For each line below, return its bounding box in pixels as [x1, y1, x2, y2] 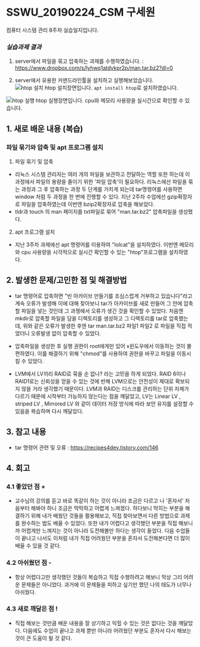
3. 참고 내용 [6, 427, 47, 437]
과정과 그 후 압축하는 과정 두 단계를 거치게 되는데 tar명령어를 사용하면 [21, 185, 183, 192]
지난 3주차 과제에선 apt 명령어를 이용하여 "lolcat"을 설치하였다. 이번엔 [14, 241, 178, 248]
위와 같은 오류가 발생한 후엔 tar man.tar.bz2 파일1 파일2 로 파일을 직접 [23, 322, 186, 329]
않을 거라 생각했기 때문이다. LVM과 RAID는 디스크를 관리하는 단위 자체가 [21, 385, 189, 392]
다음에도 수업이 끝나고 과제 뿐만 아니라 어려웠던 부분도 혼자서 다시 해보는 [23, 627, 192, 634]
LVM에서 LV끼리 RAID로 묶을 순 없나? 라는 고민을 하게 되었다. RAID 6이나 [14, 370, 186, 377]
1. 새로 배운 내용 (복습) [6, 123, 84, 134]
